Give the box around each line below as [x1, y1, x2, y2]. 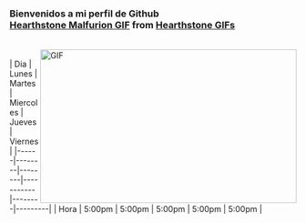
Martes [9, 78, 36, 89]
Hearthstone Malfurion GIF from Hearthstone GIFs [9, 18, 236, 31]
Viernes [9, 136, 39, 147]
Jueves [9, 117, 37, 127]
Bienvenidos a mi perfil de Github [9, 7, 159, 20]
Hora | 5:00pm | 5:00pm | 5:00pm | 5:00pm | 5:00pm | [58, 204, 262, 215]
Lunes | [9, 68, 38, 79]
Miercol [9, 97, 38, 108]
